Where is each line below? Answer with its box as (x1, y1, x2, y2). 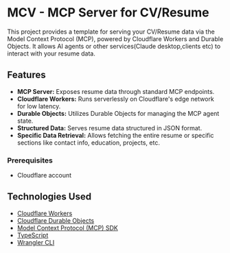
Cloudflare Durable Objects (16, 216, 95, 224)
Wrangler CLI (16, 238, 55, 246)
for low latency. (16, 101, 61, 110)
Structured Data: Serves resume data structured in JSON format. (16, 123, 203, 132)
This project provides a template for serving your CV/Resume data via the (7, 27, 215, 36)
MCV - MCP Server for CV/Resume (7, 5, 209, 21)
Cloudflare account (16, 171, 72, 180)
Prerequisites (7, 156, 53, 165)
